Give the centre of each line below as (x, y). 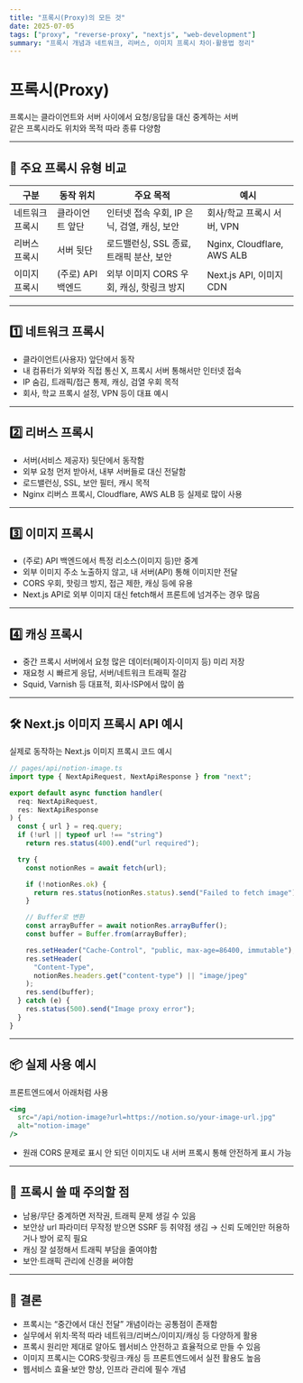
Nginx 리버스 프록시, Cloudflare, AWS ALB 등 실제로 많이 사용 (132, 493)
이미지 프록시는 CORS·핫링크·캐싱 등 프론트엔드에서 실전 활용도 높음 (142, 1358)
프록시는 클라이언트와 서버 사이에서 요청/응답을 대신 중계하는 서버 (124, 117)
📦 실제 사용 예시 (53, 1065)
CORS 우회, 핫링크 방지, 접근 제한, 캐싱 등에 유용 (108, 584)
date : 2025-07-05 (42, 26)
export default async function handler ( (87, 793)
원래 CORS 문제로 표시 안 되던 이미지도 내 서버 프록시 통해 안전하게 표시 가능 (157, 1152)
